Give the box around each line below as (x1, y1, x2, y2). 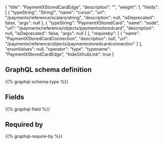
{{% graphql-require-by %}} (5, 133, 63, 140)
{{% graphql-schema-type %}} (5, 78, 69, 84)
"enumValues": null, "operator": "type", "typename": (5, 46, 111, 52)
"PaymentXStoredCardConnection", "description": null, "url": (5, 36, 128, 41)
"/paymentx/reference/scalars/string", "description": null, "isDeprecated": (5, 15, 156, 20)
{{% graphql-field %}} (5, 106, 50, 112)
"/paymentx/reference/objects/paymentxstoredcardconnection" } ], (5, 41, 142, 46)
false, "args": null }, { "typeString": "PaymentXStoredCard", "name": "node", (5, 20, 160, 26)
